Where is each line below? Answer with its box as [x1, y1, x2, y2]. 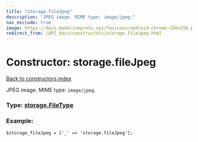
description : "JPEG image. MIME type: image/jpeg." [6, 14, 136, 20]
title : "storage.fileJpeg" [6, 8, 72, 15]
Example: [6, 117, 34, 125]
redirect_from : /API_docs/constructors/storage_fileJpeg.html [6, 31, 162, 36]
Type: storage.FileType [6, 101, 74, 109]
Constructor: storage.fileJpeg [6, 56, 156, 69]
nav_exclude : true [6, 19, 51, 25]
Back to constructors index [6, 75, 72, 82]
